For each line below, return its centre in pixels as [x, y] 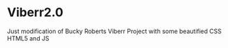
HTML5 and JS [28, 38]
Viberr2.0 [35, 13]
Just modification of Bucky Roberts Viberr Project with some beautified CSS [114, 31]
